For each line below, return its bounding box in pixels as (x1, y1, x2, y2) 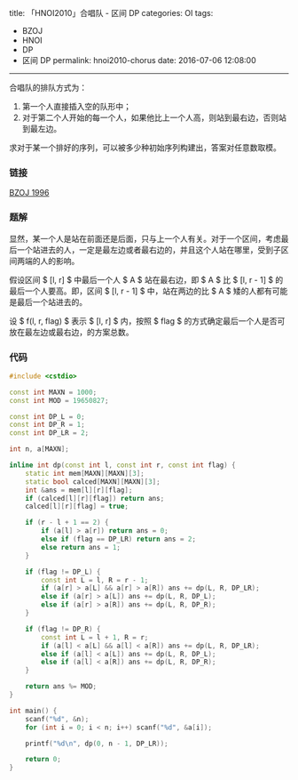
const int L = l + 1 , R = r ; (41, 632, 149, 642)
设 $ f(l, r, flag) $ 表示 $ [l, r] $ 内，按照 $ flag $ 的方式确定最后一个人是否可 (9, 315, 286, 326)
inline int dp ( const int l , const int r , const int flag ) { (9, 461, 237, 470)
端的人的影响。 (24, 255, 80, 266)
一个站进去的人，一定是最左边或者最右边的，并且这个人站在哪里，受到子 (16, 244, 281, 255)
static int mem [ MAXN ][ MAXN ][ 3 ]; (25, 469, 145, 478)
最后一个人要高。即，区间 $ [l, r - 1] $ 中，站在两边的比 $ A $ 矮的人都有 (9, 285, 272, 296)
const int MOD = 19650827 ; (9, 396, 109, 405)
